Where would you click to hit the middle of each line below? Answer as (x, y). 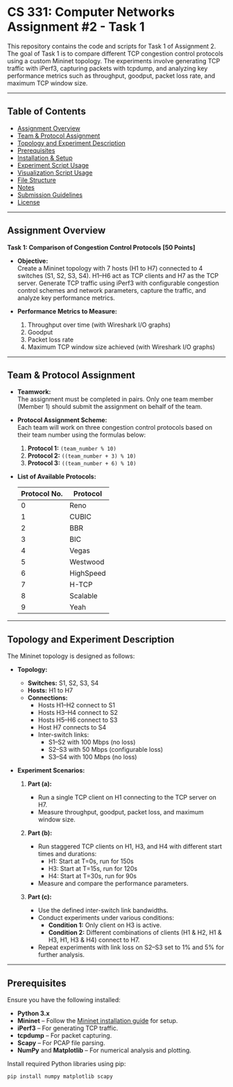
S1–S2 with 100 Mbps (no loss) (92, 742)
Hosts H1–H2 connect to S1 (77, 705)
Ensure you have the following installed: (64, 1000)
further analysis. (61, 955)
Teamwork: (34, 392)
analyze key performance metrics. (66, 298)
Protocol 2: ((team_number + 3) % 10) (82, 456)
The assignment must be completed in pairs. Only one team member (115, 399)
